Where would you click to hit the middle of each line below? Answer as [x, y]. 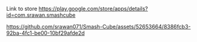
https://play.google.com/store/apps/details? [93, 9]
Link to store [22, 9]
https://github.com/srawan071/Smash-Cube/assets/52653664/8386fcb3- [98, 27]
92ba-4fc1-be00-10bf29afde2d [45, 33]
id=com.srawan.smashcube [41, 15]
